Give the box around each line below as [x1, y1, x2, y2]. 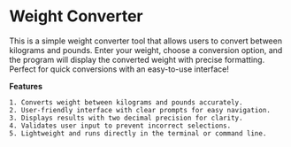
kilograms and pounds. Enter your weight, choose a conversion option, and [9, 44, 283, 55]
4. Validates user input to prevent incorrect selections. [9, 121, 232, 130]
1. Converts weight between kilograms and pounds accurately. [9, 97, 243, 107]
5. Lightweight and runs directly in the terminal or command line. [9, 128, 267, 138]
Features [9, 81, 42, 91]
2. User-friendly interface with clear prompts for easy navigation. [9, 105, 272, 114]
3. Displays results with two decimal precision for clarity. [9, 113, 243, 122]
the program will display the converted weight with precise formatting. [9, 54, 265, 65]
